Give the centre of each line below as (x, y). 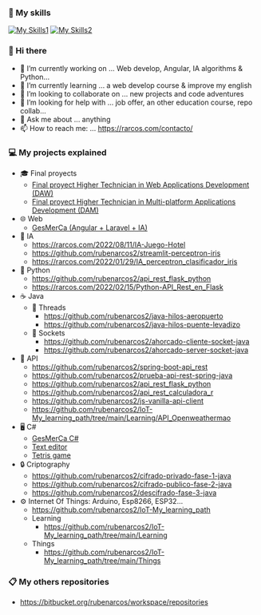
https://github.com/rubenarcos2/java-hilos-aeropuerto (133, 315)
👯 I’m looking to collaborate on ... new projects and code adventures (132, 93)
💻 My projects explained (57, 153)
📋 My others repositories (59, 581)
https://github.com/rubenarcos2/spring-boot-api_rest (120, 367)
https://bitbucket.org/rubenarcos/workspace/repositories (114, 602)
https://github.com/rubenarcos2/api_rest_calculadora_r (123, 392)
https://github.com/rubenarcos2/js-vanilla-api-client (118, 401)
